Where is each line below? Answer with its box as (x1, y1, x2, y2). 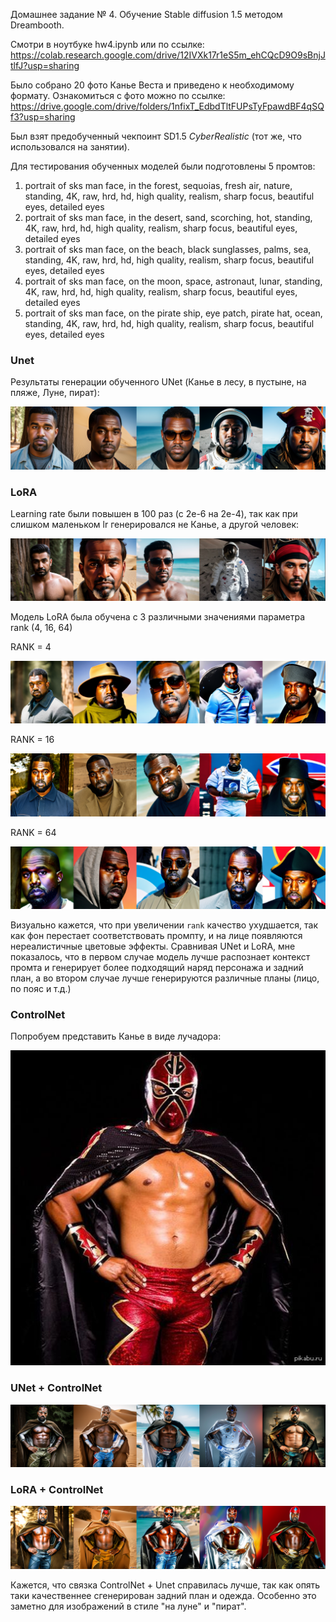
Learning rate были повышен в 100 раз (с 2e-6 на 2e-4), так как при (10, 508, 298, 519)
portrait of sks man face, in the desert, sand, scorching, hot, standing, (24, 212, 313, 223)
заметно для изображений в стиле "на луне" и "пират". (10, 1600, 247, 1612)
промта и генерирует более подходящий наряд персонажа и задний (10, 962, 304, 974)
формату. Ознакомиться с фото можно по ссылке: (10, 90, 226, 101)
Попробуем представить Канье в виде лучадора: (10, 1030, 222, 1043)
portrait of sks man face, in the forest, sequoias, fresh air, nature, (24, 180, 293, 191)
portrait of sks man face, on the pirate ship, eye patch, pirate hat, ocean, (24, 307, 323, 319)
